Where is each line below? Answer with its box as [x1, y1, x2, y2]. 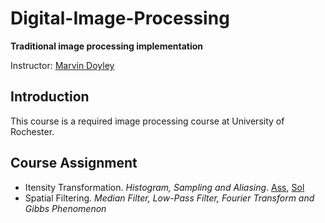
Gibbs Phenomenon [24, 202, 107, 214]
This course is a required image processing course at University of [10, 115, 285, 127]
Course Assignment [10, 155, 138, 172]
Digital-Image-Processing [10, 7, 230, 30]
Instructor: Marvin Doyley [10, 59, 115, 71]
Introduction [10, 88, 90, 106]
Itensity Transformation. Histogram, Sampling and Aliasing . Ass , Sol [24, 181, 305, 193]
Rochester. [10, 125, 55, 137]
